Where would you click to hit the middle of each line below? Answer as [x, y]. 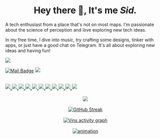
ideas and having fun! [28, 50]
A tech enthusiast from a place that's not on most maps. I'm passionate [80, 24]
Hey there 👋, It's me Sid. [85, 10]
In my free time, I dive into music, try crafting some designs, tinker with [79, 40]
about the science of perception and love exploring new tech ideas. [76, 30]
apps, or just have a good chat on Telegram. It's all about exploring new [80, 45]
